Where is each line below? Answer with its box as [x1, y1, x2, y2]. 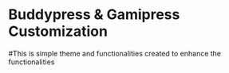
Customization [8, 22, 108, 40]
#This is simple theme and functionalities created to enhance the [8, 48, 222, 58]
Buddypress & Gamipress [8, 6, 180, 24]
